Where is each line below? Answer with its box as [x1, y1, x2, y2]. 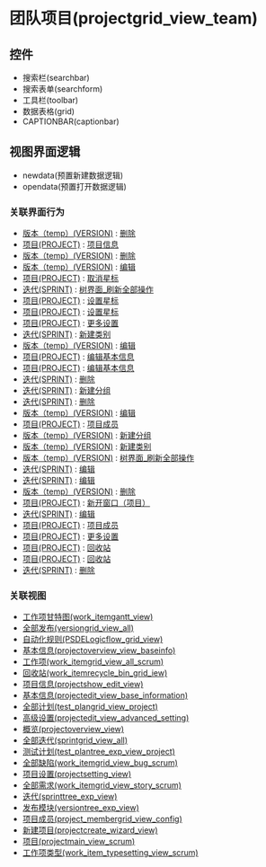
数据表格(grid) [22, 106, 75, 117]
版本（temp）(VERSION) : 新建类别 [22, 441, 152, 452]
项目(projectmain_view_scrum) [22, 836, 136, 847]
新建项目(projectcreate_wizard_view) [22, 825, 159, 836]
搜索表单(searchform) [22, 84, 103, 94]
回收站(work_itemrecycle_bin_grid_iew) [22, 668, 168, 678]
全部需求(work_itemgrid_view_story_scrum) [22, 780, 182, 791]
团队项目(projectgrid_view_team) [9, 8, 258, 29]
